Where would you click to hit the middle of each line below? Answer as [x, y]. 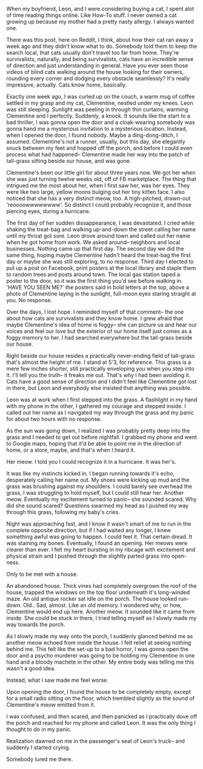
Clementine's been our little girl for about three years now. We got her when [101, 173]
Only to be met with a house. [42, 574]
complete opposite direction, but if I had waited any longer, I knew [89, 530]
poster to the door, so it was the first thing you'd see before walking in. [95, 281]
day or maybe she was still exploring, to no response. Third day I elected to [100, 262]
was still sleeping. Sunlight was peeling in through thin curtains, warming [97, 109]
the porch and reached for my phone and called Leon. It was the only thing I [101, 723]
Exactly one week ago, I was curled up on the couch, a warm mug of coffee [101, 97]
